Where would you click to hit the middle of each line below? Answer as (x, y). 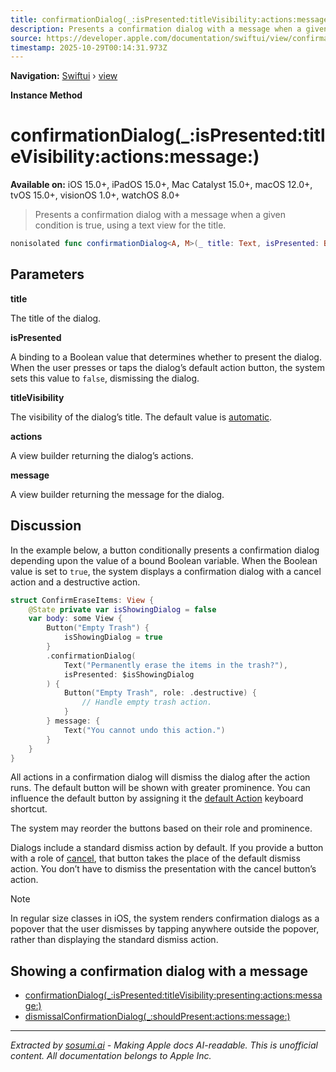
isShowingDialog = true (113, 637)
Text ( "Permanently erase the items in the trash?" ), (175, 665)
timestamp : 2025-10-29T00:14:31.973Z (89, 47)
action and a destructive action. (75, 582)
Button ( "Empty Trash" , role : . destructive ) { (160, 693)
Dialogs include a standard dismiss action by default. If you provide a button (167, 848)
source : (26, 38)
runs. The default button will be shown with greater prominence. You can (160, 788)
